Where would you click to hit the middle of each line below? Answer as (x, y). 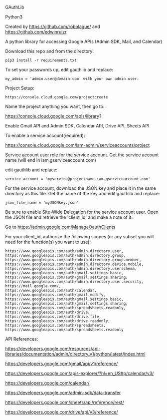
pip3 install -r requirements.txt (41, 60)
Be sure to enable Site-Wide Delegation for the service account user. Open (82, 212)
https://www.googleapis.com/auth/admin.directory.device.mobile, (74, 264)
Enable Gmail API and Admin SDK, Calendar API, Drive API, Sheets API (77, 126)
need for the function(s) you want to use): (48, 242)
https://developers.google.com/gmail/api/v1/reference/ (62, 364)
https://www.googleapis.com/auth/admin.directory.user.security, (74, 282)
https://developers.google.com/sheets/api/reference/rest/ (65, 402)
